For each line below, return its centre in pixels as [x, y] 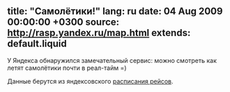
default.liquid [37, 44]
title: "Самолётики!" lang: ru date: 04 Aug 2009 [115, 11]
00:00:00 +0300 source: [63, 22]
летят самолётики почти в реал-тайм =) [67, 68]
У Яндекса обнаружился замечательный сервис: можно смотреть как [112, 60]
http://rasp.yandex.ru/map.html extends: [99, 33]
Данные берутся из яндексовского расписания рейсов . [90, 81]
